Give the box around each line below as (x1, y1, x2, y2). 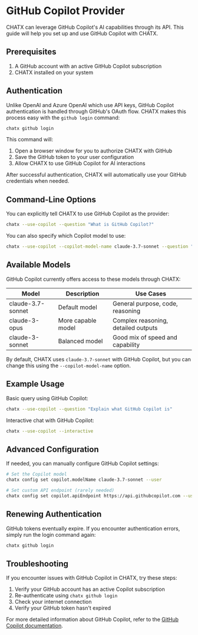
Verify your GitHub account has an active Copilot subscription (14, 586, 165, 593)
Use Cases (135, 290, 167, 298)
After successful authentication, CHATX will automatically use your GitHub (6, 171, 187, 178)
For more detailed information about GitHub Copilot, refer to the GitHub (6, 616, 179, 623)
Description (65, 290, 100, 298)
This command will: (6, 136, 54, 143)
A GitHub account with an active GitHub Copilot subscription (14, 62, 162, 69)
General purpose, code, (113, 299, 178, 307)
